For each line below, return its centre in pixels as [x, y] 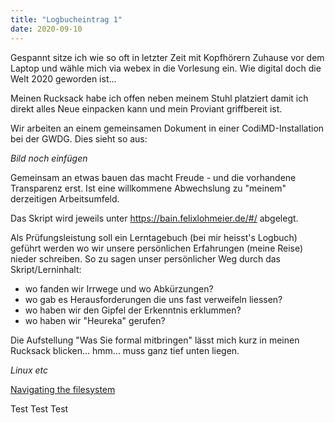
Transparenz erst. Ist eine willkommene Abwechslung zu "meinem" [148, 188]
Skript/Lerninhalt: [46, 269]
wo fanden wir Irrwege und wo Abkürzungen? [119, 288]
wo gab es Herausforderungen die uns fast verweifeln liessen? [153, 299]
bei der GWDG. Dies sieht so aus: [79, 138]
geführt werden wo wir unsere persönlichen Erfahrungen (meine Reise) [157, 248]
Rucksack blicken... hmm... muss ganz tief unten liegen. [125, 350]
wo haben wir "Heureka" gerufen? [95, 320]
